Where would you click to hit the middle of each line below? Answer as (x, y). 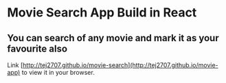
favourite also (37, 48)
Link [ (15, 65)
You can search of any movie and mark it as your (113, 38)
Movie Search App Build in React (102, 13)
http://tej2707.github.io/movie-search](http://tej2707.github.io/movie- (121, 65)
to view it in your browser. (58, 72)
